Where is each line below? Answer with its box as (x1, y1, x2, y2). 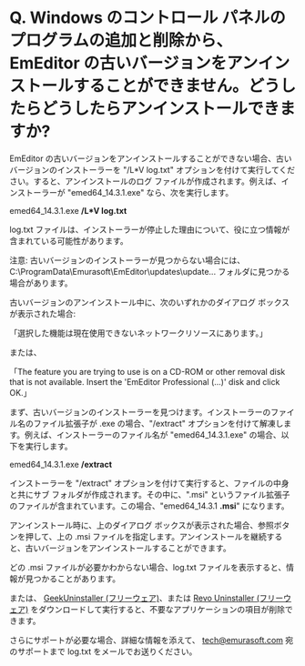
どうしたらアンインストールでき (41, 98, 280, 119)
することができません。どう (73, 76, 280, 96)
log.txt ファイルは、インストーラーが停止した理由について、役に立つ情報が (9, 224, 290, 235)
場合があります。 (9, 277, 73, 288)
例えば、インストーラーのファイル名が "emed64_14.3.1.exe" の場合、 (24, 429, 281, 440)
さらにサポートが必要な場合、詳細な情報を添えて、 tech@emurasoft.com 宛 (9, 634, 294, 645)
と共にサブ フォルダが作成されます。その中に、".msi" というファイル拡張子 (9, 489, 290, 499)
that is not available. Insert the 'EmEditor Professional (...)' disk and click (9, 376, 280, 387)
